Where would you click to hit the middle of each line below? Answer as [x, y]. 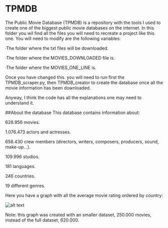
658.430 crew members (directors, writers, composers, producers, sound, [82, 141]
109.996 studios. [22, 156]
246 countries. [20, 176]
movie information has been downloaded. [48, 87]
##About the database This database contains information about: [73, 112]
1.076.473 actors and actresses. [38, 132]
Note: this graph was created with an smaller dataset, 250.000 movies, [78, 214]
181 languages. [21, 166]
